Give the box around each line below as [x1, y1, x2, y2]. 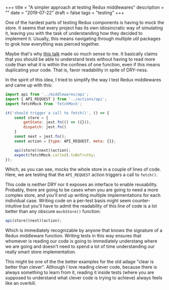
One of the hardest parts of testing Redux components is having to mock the [5, 20, 164, 25]
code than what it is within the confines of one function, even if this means [5, 62, 160, 67]
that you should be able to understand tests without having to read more [5, 56, 155, 62]
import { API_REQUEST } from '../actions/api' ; [5, 96, 107, 102]
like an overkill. [5, 280, 36, 286]
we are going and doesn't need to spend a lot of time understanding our [5, 243, 155, 250]
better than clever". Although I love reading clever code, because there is [5, 264, 157, 270]
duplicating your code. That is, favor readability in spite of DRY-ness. [5, 67, 148, 73]
